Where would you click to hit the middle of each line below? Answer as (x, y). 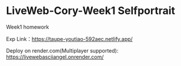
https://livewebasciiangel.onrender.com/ (55, 57)
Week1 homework (28, 27)
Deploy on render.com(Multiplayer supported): (62, 50)
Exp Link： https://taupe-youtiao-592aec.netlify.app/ (70, 39)
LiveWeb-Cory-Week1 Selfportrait (90, 11)
